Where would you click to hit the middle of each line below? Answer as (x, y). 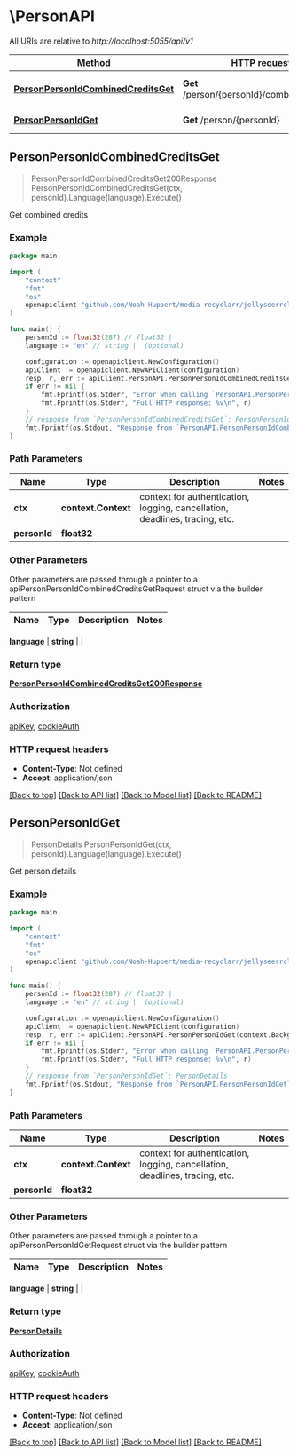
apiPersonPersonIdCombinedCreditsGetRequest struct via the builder (136, 589)
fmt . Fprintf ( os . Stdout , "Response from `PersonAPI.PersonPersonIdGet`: (160, 1084)
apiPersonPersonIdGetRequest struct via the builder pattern (118, 1246)
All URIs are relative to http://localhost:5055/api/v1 (101, 41)
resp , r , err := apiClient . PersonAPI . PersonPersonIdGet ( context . (149, 1035)
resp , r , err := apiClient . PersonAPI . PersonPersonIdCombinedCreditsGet (160, 378)
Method (94, 62)
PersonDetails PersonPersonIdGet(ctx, (101, 844)
